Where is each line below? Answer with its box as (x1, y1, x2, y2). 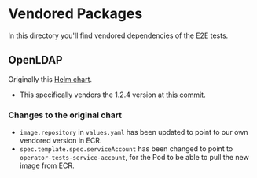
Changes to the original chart (8, 109, 122, 121)
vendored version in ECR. (19, 135, 102, 146)
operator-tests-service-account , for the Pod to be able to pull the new (19, 153, 249, 162)
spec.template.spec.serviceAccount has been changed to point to (19, 144, 233, 154)
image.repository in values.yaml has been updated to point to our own (19, 128, 248, 137)
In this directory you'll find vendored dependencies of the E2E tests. (8, 31, 229, 40)
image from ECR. (19, 161, 75, 170)
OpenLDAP (8, 54, 63, 67)
